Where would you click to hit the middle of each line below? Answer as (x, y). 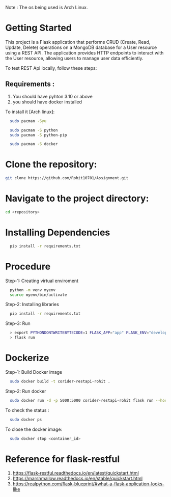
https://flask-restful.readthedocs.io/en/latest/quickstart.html (76, 473)
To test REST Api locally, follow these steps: (51, 68)
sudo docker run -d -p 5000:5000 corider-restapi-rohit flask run (82, 400)
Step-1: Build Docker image (34, 372)
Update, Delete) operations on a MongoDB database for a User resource (81, 47)
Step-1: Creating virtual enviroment (42, 281)
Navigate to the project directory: (77, 199)
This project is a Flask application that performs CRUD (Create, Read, (78, 42)
